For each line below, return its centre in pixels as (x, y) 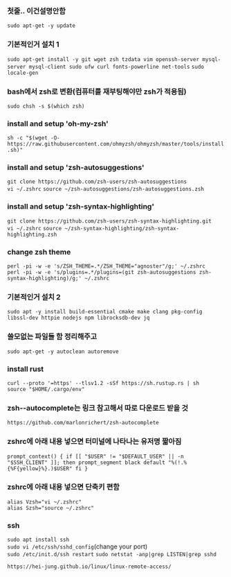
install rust (26, 369)
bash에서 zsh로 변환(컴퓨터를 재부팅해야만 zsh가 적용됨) (97, 92)
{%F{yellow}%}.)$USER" (40, 468)
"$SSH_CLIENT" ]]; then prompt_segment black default (86, 463)
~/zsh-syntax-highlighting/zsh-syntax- (122, 228)
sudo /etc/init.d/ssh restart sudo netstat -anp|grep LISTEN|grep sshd (112, 555)
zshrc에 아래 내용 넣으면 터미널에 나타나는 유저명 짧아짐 (94, 442)
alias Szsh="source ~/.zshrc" (51, 508)
